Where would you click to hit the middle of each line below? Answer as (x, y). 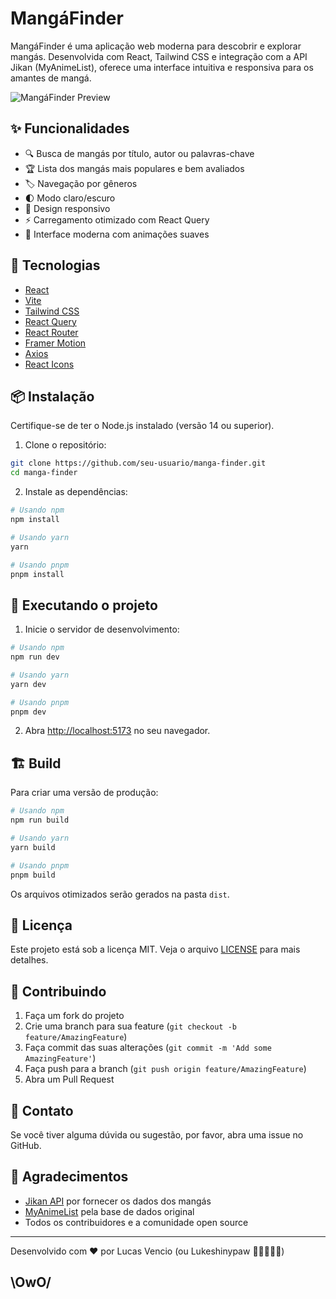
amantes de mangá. (51, 78)
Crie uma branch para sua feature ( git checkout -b (130, 1026)
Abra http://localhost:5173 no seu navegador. (117, 731)
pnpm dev (28, 712)
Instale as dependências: (76, 492)
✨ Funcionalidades (70, 128)
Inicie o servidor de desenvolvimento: (102, 629)
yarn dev (28, 684)
